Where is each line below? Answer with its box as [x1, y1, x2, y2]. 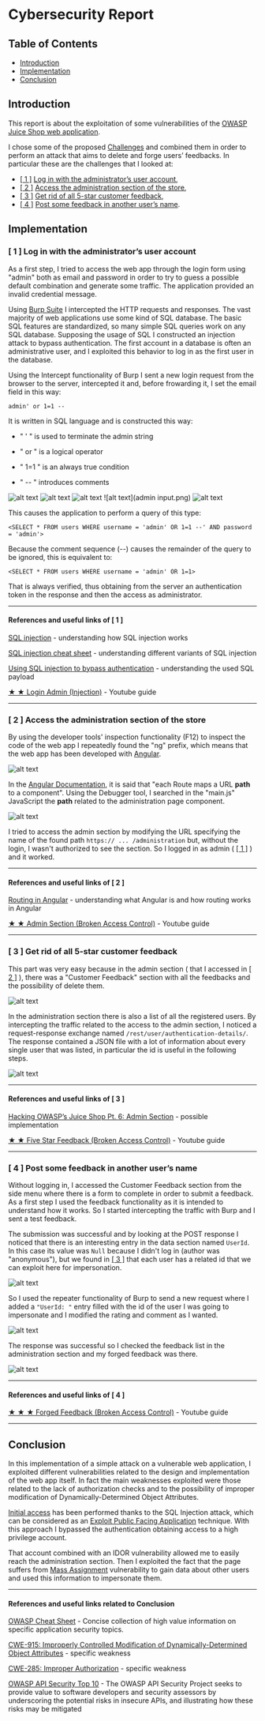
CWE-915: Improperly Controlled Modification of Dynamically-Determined [8, 1640, 248, 1650]
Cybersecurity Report [8, 6, 155, 24]
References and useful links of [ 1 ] [8, 615, 124, 625]
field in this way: [8, 387, 62, 396]
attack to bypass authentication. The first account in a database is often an [8, 338, 252, 348]
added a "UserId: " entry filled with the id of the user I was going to [8, 1302, 230, 1311]
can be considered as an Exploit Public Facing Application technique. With [8, 1516, 250, 1526]
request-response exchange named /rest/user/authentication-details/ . [8, 1028, 248, 1038]
